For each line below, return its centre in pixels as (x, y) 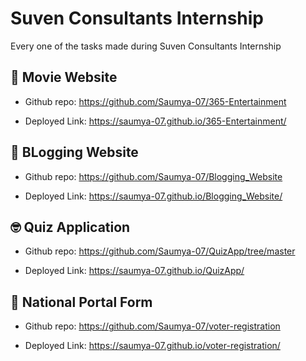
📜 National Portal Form (81, 302)
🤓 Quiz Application (70, 227)
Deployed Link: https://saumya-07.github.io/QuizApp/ (134, 271)
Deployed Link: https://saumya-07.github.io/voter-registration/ (152, 346)
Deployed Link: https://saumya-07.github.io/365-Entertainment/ (155, 121)
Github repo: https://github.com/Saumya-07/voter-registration (152, 326)
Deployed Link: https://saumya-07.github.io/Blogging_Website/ (153, 196)
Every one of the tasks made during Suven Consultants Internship (146, 46)
